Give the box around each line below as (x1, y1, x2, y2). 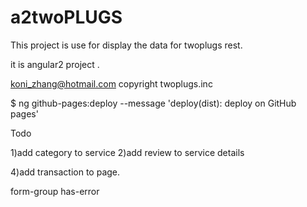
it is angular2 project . (10, 58, 100, 70)
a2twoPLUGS (10, 6, 123, 29)
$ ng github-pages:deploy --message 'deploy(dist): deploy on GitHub (10, 97, 297, 109)
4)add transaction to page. (10, 166, 121, 178)
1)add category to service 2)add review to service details (10, 146, 245, 158)
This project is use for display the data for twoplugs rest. (10, 39, 243, 51)
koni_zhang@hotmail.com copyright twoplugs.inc (10, 77, 213, 90)
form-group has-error (10, 185, 100, 197)
